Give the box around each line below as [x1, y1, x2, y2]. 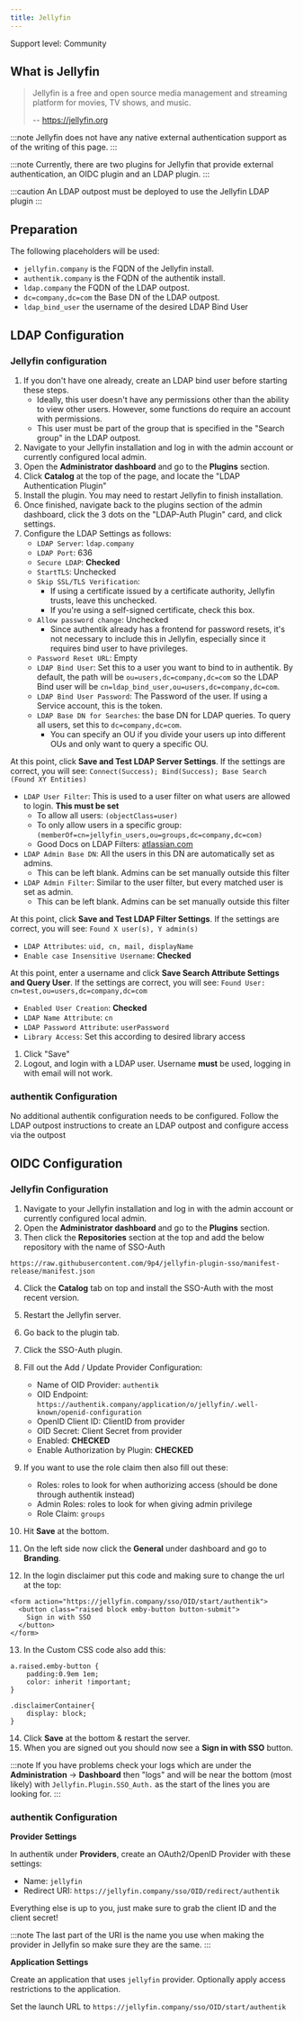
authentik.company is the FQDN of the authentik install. [22, 273, 226, 284]
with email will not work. [22, 1068, 113, 1078]
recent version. [22, 1292, 80, 1303]
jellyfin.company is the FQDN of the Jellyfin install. [22, 263, 215, 275]
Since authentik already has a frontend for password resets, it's [49, 623, 286, 635]
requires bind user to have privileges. [49, 643, 188, 654]
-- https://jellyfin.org [31, 114, 109, 126]
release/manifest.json [10, 1267, 95, 1276]
